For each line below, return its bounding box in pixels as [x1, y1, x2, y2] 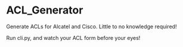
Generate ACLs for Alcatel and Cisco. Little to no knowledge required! [6, 23, 177, 30]
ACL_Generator [6, 4, 83, 17]
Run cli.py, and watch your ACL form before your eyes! [6, 34, 141, 41]
